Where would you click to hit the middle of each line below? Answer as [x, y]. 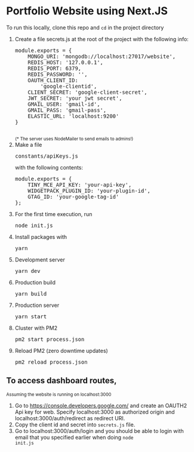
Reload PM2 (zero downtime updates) [61, 350]
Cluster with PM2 [36, 328]
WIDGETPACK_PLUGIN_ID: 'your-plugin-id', [89, 190]
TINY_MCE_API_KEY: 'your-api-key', [80, 185]
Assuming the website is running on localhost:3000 [59, 394]
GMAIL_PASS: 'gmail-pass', [67, 110]
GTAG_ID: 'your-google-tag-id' [73, 196]
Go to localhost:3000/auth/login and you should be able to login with [99, 431]
